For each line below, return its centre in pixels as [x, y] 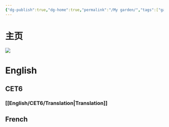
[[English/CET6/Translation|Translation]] [56, 103]
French [16, 119]
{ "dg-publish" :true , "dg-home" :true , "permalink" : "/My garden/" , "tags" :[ [82, 10]
